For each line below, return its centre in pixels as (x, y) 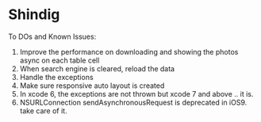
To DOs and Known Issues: (52, 36)
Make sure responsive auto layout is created (92, 86)
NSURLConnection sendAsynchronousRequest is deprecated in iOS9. (133, 102)
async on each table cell (59, 60)
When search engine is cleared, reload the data (97, 68)
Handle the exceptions (56, 77)
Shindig (34, 15)
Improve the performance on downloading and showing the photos (129, 51)
